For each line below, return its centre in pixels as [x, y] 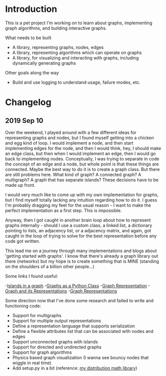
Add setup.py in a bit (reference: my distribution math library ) [75, 368]
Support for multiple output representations [57, 321]
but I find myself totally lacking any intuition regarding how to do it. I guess [81, 200]
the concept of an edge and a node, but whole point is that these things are [82, 164]
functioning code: [23, 306]
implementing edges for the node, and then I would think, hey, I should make [83, 148]
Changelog [28, 102]
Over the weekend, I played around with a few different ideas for [71, 132]
